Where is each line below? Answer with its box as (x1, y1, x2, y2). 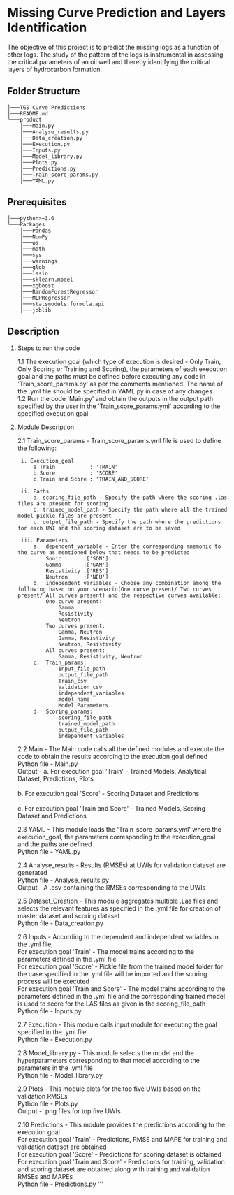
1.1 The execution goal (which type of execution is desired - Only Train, (17, 358, 221, 366)
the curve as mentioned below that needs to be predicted (17, 549, 190, 556)
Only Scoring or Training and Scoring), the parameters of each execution (17, 365, 228, 373)
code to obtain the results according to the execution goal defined (17, 753, 208, 761)
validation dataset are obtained (17, 1143, 107, 1151)
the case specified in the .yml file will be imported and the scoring (17, 970, 207, 978)
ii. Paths (20, 488, 50, 495)
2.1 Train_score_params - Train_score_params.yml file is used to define (17, 437, 221, 445)
